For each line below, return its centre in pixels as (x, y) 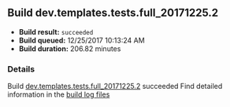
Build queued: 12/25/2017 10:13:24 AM (82, 40)
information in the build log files (59, 94)
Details (21, 68)
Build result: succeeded (56, 31)
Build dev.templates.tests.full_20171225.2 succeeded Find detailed (115, 87)
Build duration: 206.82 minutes (70, 48)
